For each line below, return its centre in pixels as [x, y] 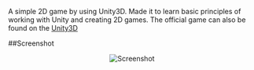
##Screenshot [31, 43]
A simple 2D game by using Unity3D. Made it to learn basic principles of [125, 11]
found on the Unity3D [43, 28]
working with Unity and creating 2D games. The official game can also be [127, 20]
